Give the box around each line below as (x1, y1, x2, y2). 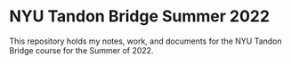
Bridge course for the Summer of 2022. (9, 45, 154, 55)
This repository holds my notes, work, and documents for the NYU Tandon (9, 36, 282, 46)
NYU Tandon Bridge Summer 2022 (9, 6, 270, 27)
